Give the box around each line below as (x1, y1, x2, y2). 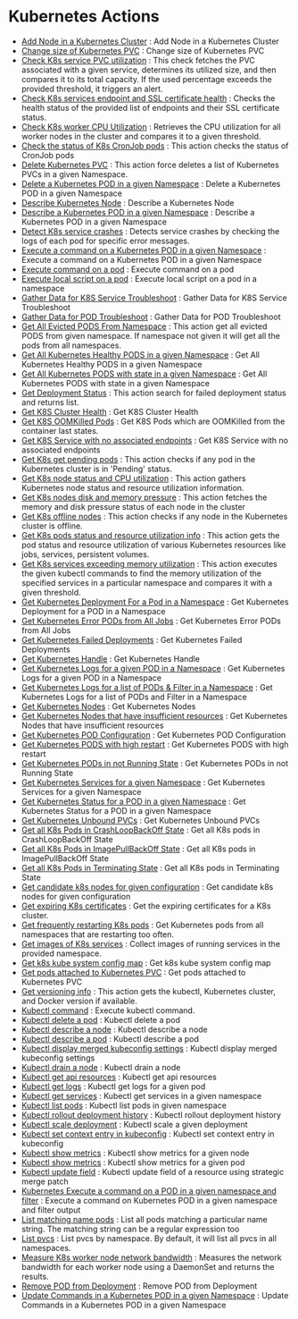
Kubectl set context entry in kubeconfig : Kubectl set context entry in (21, 1129, 275, 1139)
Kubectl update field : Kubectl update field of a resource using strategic (21, 1166, 285, 1177)
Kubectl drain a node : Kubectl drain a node (21, 1061, 181, 1072)
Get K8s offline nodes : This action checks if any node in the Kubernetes (21, 511, 288, 521)
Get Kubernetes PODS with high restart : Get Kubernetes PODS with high (21, 739, 289, 749)
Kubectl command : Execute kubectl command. (21, 1004, 195, 1016)
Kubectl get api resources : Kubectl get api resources (21, 1071, 218, 1082)
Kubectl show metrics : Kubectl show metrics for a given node (21, 1147, 250, 1158)
